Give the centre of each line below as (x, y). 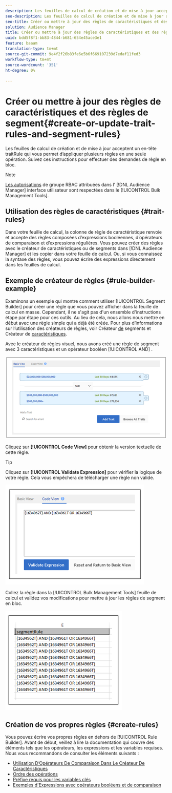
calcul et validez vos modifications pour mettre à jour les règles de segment (85, 598)
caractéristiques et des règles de (77, 112)
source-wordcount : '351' (32, 65)
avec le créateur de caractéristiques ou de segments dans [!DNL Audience (84, 248)
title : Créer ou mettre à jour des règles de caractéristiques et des (82, 33)
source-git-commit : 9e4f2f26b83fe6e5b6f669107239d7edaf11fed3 (73, 54)
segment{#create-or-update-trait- (80, 123)
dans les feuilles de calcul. (33, 264)
